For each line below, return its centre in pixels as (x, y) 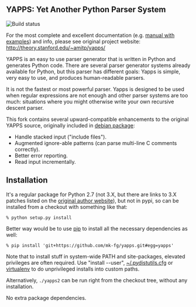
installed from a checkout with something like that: (67, 207)
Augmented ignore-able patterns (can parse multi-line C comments (96, 143)
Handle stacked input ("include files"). (61, 137)
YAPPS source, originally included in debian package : (71, 125)
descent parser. (25, 107)
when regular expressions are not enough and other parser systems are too (97, 95)
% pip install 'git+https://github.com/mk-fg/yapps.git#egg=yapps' (90, 245)
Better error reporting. (41, 156)
